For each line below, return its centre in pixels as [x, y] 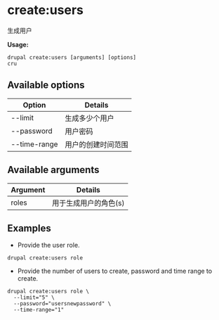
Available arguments [53, 170]
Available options [46, 85]
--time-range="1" [39, 310]
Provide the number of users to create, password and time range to [115, 271]
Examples [29, 228]
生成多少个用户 [89, 118]
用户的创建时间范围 [97, 144]
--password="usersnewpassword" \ [62, 304]
